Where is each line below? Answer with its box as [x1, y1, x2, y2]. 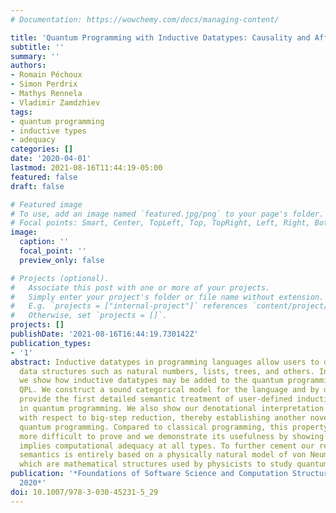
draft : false [10, 181, 65, 191]
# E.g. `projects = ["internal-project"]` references [10, 301, 248, 311]
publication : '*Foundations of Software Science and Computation [10, 469, 288, 479]
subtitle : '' [10, 42, 65, 52]
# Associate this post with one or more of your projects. [10, 282, 271, 293]
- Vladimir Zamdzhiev [10, 97, 101, 108]
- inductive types [10, 126, 87, 136]
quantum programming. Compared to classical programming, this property [19, 422, 329, 432]
